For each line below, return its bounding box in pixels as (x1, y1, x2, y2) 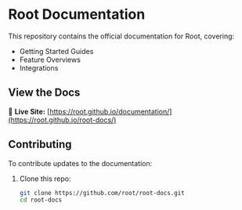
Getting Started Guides (19, 46, 94, 56)
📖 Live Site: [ (8, 107, 50, 116)
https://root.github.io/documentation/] (49, 107, 172, 116)
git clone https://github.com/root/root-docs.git (19, 189, 186, 197)
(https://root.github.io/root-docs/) (8, 115, 117, 125)
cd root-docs (19, 196, 63, 205)
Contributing (8, 138, 72, 151)
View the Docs (8, 86, 81, 100)
